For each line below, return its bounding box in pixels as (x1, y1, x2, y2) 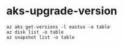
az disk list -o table (6, 29, 64, 35)
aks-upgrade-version (6, 4, 118, 18)
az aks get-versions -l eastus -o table (6, 24, 111, 30)
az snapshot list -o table (6, 34, 75, 40)
